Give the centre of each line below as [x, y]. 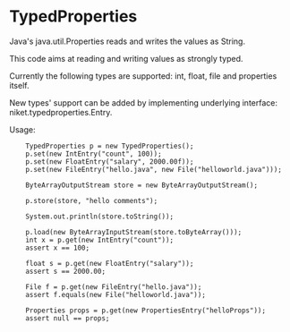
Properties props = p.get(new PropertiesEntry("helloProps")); [146, 311]
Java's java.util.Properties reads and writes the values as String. [128, 41]
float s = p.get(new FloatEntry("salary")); [110, 263]
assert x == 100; [58, 248]
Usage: [22, 129]
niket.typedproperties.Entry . [61, 112]
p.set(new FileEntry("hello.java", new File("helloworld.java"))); [154, 169]
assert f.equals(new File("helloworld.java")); [115, 294]
